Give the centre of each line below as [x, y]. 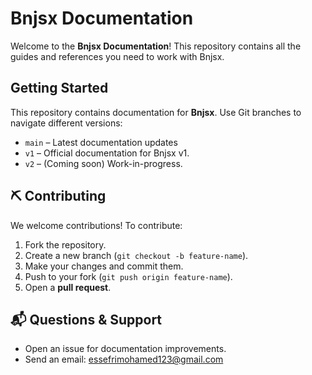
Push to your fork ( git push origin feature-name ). [128, 276]
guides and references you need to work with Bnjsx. [117, 56]
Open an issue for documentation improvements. [125, 349]
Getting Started [59, 88]
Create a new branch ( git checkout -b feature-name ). [136, 255]
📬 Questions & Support [86, 319]
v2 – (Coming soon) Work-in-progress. [103, 163]
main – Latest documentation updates [101, 142]
